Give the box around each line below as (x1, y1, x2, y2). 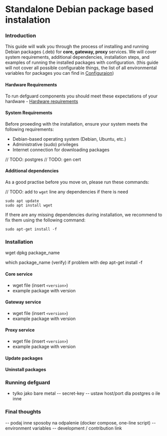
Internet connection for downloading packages (12, 147, 110, 153)
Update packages (5, 355, 43, 361)
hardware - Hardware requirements (5, 98, 79, 104)
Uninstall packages (5, 367, 47, 373)
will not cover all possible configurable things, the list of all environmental (5, 65, 157, 71)
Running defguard (5, 379, 50, 386)
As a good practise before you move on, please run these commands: (5, 179, 149, 185)
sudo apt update (5, 198, 39, 204)
